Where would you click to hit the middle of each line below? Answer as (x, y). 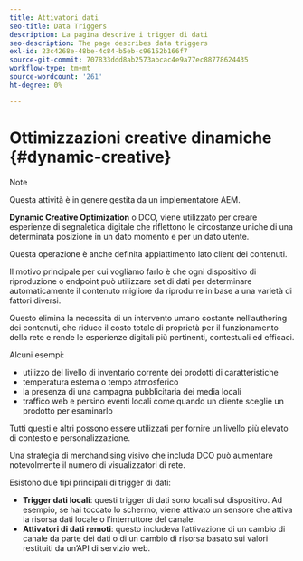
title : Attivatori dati (54, 18)
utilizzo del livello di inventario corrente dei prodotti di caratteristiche (150, 372)
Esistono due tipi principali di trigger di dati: (90, 482)
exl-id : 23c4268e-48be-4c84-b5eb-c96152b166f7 (99, 52)
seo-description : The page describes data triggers (109, 43)
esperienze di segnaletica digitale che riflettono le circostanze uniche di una (151, 226)
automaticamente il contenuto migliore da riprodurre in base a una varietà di (151, 290)
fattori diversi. (35, 300)
